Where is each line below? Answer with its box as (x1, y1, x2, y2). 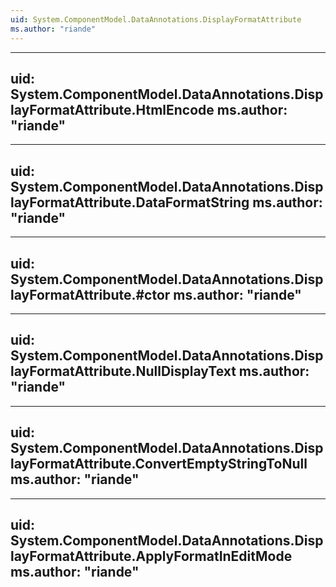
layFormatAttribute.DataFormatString (10, 194, 250, 211)
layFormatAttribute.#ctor (10, 286, 171, 303)
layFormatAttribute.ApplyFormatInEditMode (10, 547, 293, 565)
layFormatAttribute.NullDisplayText (10, 363, 237, 380)
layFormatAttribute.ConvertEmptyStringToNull (10, 456, 308, 473)
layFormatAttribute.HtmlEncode (10, 101, 215, 118)
